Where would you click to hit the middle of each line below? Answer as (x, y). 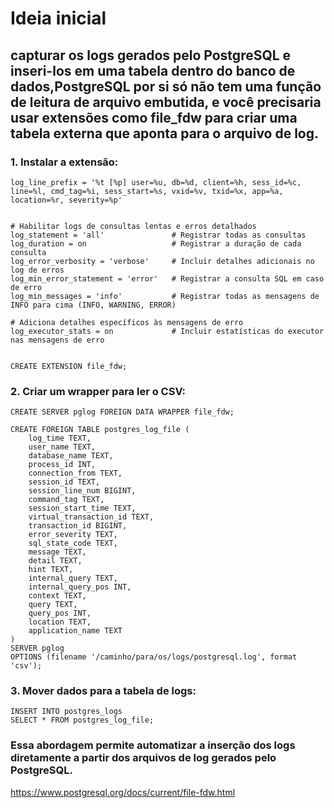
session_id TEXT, (64, 482)
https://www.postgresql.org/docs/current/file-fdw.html (123, 792)
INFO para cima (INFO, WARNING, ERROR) (93, 305)
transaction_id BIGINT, (78, 526)
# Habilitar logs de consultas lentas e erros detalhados (133, 226)
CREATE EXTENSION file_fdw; (69, 366)
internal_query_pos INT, (80, 587)
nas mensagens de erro (57, 340)
